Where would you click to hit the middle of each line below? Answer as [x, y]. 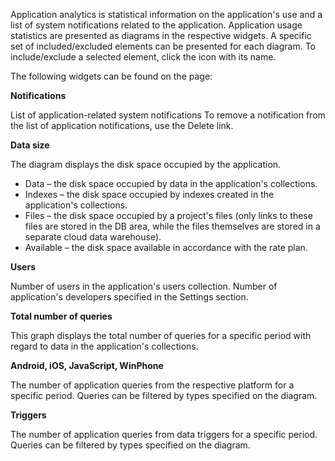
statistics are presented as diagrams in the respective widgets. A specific [161, 35]
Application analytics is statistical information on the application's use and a [166, 14]
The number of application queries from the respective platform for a [152, 385]
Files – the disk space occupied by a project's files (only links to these [168, 215]
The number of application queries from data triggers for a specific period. [164, 434]
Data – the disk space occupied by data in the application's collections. [171, 183]
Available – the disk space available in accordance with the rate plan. [166, 247]
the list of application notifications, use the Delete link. [122, 125]
